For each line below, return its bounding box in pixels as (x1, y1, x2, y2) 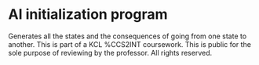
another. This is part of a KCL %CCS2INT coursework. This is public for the (8, 39, 251, 49)
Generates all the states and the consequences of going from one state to (8, 31, 247, 41)
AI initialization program (8, 5, 168, 23)
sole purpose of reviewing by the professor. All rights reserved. (8, 48, 213, 57)
